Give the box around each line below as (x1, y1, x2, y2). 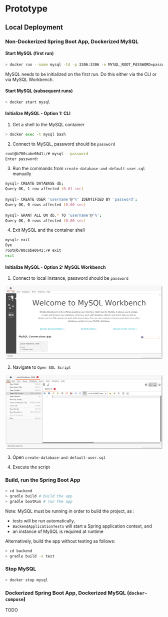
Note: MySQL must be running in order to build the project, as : (5, 508, 135, 514)
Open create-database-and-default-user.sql (12, 454, 106, 460)
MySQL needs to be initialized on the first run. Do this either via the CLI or (5, 71, 157, 77)
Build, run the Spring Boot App (5, 476, 80, 483)
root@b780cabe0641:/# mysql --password (5, 151, 88, 156)
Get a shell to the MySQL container (12, 121, 85, 128)
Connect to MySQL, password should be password (12, 141, 115, 147)
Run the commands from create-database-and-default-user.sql (12, 166, 145, 172)
